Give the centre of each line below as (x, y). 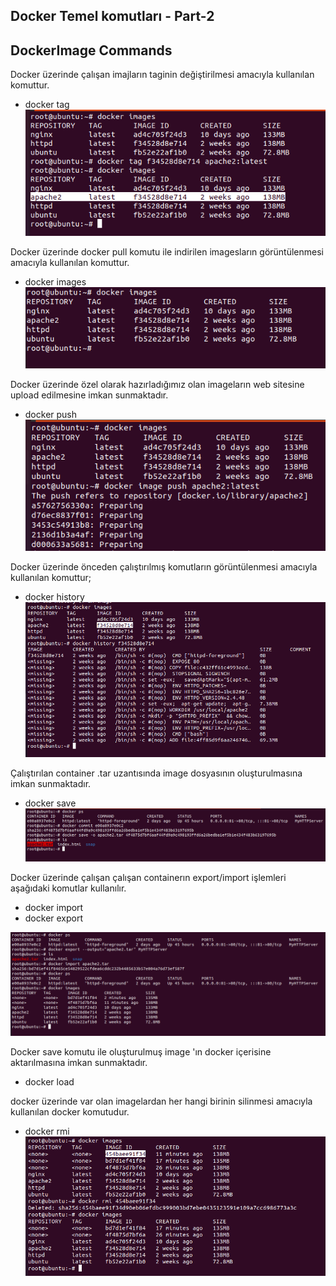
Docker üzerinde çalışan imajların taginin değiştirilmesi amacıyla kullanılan (162, 75)
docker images (55, 282)
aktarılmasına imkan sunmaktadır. (79, 1063)
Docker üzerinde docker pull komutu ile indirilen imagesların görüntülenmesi (167, 252)
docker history (54, 597)
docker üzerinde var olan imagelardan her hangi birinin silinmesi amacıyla (161, 1101)
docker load (49, 1082)
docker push (51, 415)
